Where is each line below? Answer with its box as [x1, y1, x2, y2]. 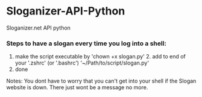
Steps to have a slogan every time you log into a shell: [6, 39, 167, 48]
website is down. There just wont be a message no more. [6, 84, 148, 91]
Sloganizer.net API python [6, 24, 71, 31]
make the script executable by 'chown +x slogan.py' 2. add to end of [14, 53, 186, 60]
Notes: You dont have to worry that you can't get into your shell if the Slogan [6, 77, 197, 85]
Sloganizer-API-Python [6, 4, 125, 18]
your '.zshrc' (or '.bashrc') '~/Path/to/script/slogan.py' [14, 59, 150, 67]
